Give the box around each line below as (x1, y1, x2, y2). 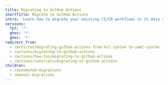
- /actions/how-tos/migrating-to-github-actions (9, 53, 113, 59)
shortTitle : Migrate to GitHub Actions (5, 12, 88, 17)
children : (5, 63, 26, 68)
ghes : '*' (9, 30, 30, 35)
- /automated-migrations (9, 68, 61, 73)
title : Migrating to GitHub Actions (5, 7, 81, 12)
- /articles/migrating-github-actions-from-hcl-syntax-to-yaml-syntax (9, 44, 160, 49)
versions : (5, 21, 26, 26)
